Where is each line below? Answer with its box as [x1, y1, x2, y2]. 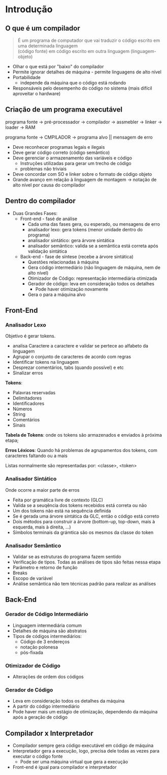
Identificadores [12, 400, 45, 407]
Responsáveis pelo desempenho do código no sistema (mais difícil [12, 85, 152, 91]
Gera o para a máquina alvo [27, 291, 86, 298]
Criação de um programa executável [5, 105, 123, 114]
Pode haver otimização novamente [35, 286, 108, 292]
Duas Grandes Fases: [12, 210, 58, 216]
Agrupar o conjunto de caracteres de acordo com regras [12, 354, 131, 360]
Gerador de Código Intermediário [5, 610, 89, 618]
